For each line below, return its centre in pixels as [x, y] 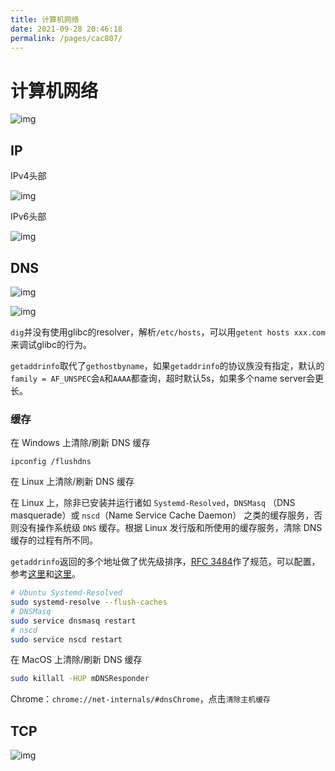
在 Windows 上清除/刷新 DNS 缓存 [80, 443]
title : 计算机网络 [45, 19]
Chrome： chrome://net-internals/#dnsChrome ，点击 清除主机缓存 [140, 699]
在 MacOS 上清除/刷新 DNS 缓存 [76, 660]
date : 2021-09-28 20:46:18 [66, 29]
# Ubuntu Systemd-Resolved [66, 593]
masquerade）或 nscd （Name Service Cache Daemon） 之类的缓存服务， [162, 515]
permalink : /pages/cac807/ [66, 38]
